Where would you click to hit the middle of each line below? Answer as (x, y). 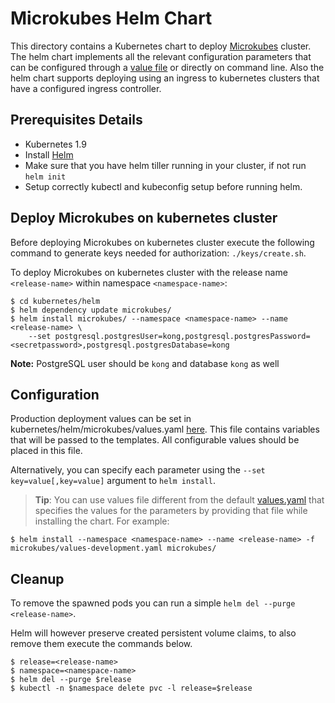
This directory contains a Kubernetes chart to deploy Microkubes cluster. (161, 46)
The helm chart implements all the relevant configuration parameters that (161, 56)
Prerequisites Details (76, 120)
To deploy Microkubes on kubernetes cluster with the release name (149, 272)
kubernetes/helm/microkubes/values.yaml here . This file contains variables (165, 429)
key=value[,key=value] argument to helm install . (113, 481)
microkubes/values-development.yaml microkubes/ (113, 548)
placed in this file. (46, 451)
